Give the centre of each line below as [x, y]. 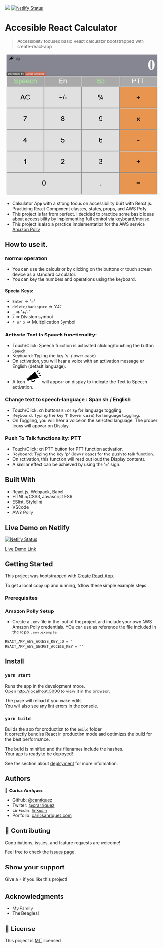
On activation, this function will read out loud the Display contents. [79, 459]
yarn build [18, 719]
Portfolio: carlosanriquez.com [42, 815]
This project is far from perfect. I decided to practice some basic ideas [83, 214]
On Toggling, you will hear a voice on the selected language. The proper [85, 421]
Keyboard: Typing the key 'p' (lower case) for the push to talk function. [83, 454]
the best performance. [28, 739]
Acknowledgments [35, 897]
